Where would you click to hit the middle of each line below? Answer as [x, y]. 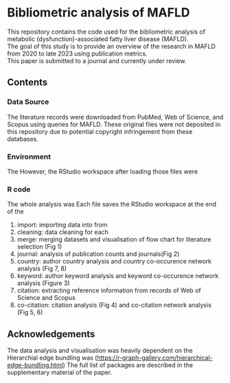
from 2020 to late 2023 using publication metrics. [77, 54]
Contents [27, 83]
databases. [23, 139]
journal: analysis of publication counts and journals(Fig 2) [98, 254]
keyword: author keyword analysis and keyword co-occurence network [118, 276]
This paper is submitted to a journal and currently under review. [97, 60]
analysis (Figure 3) [43, 283]
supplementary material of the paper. [59, 373]
